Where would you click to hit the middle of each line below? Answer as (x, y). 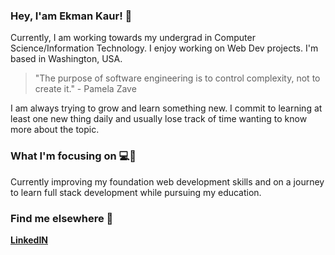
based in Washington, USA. (66, 59)
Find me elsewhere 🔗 (62, 218)
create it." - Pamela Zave (85, 89)
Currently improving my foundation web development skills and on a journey (167, 181)
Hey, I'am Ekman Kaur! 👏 (71, 16)
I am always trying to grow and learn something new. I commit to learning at (166, 108)
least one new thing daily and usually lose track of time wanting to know (159, 119)
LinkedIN (29, 240)
